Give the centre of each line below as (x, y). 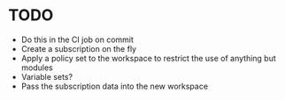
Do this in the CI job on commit (77, 39)
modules (37, 68)
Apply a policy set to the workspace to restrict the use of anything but (148, 58)
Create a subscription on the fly (79, 48)
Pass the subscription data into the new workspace (115, 86)
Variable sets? (46, 76)
